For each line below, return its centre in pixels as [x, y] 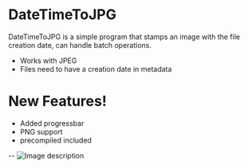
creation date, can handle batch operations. [80, 45]
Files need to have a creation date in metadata [96, 68]
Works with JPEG [48, 61]
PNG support [41, 131]
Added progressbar [52, 123]
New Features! [58, 102]
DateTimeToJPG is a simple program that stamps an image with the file [124, 37]
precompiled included [55, 140]
